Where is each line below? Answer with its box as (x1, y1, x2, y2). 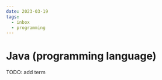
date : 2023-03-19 (6, 8, 49, 14)
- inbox (11, 19, 30, 25)
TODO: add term (6, 69, 46, 76)
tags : (6, 14, 19, 20)
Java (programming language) (6, 50, 157, 63)
